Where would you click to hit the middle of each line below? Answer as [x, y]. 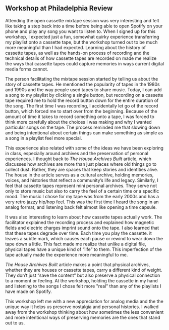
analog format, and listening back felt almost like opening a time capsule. [81, 207]
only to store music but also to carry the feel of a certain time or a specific [82, 191]
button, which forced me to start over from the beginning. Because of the [81, 111]
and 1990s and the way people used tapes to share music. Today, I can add [83, 89]
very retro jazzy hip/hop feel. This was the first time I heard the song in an [82, 202]
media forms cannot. [27, 69]
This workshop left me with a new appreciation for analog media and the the [84, 301]
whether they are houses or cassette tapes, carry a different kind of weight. [84, 270]
